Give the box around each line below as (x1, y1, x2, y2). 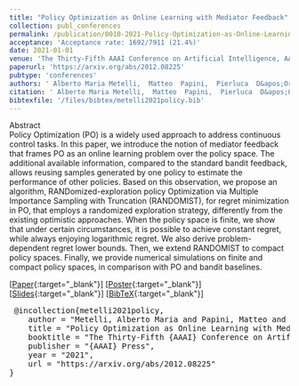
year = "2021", (28, 350, 94, 360)
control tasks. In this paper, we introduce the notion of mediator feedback (9, 139, 279, 149)
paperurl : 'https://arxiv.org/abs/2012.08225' (9, 63, 185, 72)
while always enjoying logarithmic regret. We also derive (9, 233, 216, 245)
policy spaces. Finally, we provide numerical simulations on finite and (9, 253, 263, 263)
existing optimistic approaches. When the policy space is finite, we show (9, 214, 276, 225)
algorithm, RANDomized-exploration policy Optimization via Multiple (9, 186, 259, 197)
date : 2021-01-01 (9, 46, 74, 55)
